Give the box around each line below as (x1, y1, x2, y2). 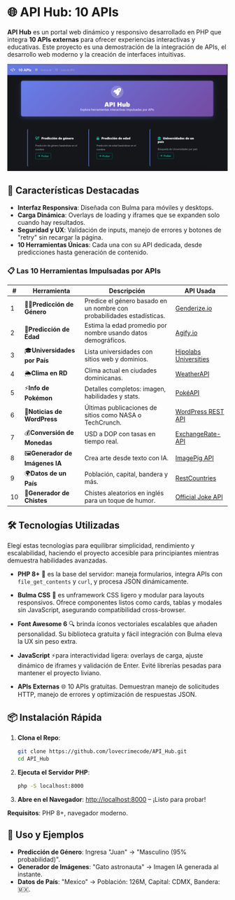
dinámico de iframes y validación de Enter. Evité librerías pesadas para (17, 661, 222, 670)
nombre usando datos (84, 328, 148, 337)
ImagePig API (175, 453, 215, 462)
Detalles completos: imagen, (84, 385, 166, 393)
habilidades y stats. (84, 392, 140, 401)
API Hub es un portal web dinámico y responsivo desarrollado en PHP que (7, 27, 222, 36)
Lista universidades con (84, 347, 153, 356)
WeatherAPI (175, 370, 210, 378)
